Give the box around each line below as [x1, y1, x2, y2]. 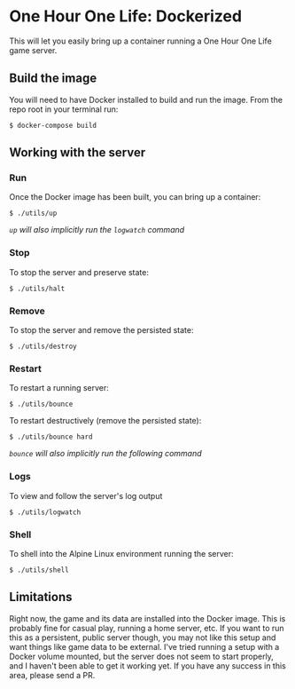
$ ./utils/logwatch [9, 508, 82, 517]
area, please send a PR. [9, 669, 96, 680]
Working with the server [9, 145, 146, 161]
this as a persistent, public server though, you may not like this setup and [9, 632, 276, 643]
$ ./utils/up [9, 209, 58, 218]
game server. [9, 44, 58, 55]
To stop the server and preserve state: [9, 266, 149, 277]
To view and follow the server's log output [9, 490, 163, 501]
